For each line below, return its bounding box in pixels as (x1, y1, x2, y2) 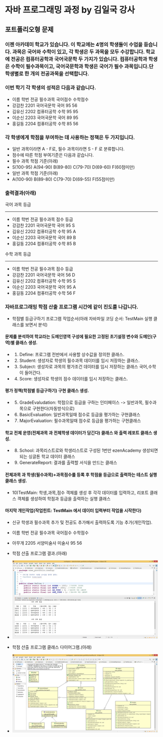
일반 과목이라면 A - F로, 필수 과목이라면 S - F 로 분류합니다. (12, 146, 125, 152)
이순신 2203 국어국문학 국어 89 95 (12, 115, 79, 120)
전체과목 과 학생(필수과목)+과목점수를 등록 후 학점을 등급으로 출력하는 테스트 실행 (5, 472, 157, 478)
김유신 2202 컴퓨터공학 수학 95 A (12, 229, 76, 235)
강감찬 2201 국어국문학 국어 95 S (12, 223, 75, 228)
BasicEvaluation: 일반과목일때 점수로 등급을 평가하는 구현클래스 (19, 411, 141, 418)
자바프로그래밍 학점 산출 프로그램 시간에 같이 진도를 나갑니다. (5, 304, 138, 310)
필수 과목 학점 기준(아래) (12, 158, 58, 164)
